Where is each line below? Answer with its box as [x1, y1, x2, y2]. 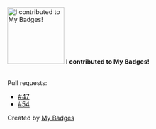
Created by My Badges [7, 113, 74, 122]
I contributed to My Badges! [65, 57, 150, 66]
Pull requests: [7, 79, 48, 87]
